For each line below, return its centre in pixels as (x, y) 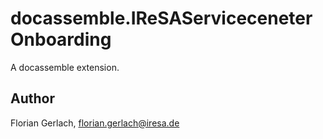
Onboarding (61, 39)
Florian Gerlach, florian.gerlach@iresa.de (95, 123)
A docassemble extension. (65, 67)
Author (32, 98)
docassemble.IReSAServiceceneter (161, 18)
